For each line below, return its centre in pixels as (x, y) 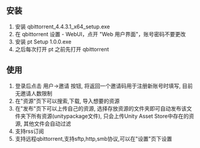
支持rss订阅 (29, 131)
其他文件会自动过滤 (47, 123)
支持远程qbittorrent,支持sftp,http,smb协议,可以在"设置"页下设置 (93, 138)
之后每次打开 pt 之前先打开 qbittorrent (62, 49)
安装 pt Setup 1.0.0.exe (43, 42)
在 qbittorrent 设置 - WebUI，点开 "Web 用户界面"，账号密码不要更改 (100, 34)
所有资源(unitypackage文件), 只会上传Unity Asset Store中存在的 (110, 116)
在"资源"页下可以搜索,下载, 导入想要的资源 (67, 101)
